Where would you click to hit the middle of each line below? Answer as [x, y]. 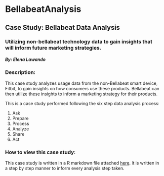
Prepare [20, 118]
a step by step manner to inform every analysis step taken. [65, 168]
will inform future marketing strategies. [53, 48]
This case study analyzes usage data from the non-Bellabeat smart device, [82, 83]
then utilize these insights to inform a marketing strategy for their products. [82, 94]
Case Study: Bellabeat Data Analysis [62, 28]
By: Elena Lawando [25, 59]
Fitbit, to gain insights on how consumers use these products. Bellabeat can [82, 88]
